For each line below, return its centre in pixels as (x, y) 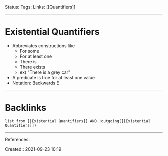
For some (30, 51)
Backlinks (26, 108)
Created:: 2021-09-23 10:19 (33, 149)
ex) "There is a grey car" (45, 72)
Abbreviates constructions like (44, 46)
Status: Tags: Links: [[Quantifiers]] (40, 7)
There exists (33, 67)
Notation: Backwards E (36, 83)
